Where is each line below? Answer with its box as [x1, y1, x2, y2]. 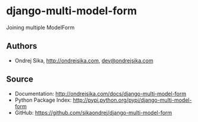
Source [6, 74, 34, 85]
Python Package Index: [14, 96, 72, 104]
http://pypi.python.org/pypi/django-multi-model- [73, 96, 192, 104]
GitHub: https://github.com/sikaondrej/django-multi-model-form [14, 109, 172, 116]
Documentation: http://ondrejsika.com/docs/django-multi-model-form [14, 90, 187, 97]
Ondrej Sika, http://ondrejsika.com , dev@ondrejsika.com [14, 57, 153, 64]
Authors [6, 41, 37, 51]
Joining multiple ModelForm [6, 24, 75, 31]
